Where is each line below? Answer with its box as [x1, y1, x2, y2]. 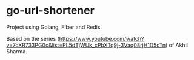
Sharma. [6, 47, 27, 55]
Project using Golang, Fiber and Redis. [6, 23, 102, 31]
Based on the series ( [6, 35, 59, 42]
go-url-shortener [6, 4, 95, 17]
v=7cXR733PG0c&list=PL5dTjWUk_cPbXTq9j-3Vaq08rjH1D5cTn [6, 41, 166, 49]
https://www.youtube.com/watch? [59, 35, 144, 42]
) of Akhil [165, 41, 188, 49]
